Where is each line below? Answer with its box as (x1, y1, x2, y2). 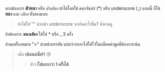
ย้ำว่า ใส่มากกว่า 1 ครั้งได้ (30, 61, 69, 67)
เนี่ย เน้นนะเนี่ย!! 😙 (17, 51, 51, 57)
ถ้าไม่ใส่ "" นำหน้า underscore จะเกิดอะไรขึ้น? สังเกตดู (17, 21, 113, 27)
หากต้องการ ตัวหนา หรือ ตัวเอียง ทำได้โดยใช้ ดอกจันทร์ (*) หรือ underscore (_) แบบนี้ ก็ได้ (5, 6, 160, 11)
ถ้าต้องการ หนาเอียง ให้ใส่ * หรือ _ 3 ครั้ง (5, 31, 73, 37)
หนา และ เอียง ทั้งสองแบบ (5, 11, 48, 17)
